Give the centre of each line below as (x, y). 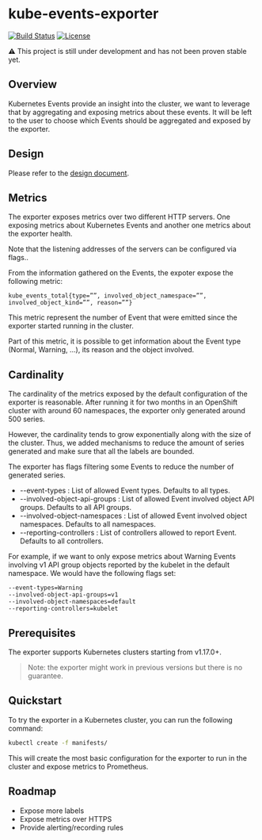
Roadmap (32, 791)
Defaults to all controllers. (62, 541)
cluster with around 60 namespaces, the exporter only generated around (127, 411)
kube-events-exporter (84, 14)
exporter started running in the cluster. (71, 326)
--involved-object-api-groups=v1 (63, 595)
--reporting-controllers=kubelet (63, 609)
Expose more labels (52, 811)
